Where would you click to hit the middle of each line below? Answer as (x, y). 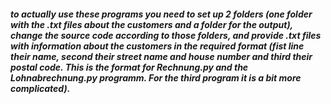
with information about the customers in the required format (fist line (157, 46)
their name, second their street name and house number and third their (161, 56)
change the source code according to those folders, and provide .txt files (166, 35)
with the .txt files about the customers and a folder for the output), (151, 24)
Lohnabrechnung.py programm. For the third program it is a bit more (156, 77)
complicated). (40, 88)
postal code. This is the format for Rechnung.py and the (129, 67)
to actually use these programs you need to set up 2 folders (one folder (161, 14)
